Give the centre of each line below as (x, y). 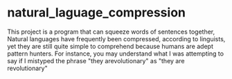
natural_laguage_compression (96, 13)
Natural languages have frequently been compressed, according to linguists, (116, 38)
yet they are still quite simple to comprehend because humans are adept (110, 46)
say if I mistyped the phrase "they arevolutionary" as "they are (96, 60)
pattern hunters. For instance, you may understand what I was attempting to (115, 54)
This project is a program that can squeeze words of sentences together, (111, 32)
